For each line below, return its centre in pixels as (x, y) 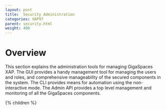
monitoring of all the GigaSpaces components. (53, 93)
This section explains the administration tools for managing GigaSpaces (79, 67)
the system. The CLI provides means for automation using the (69, 83)
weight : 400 (17, 28)
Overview (26, 53)
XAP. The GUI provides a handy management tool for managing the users (81, 72)
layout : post (19, 10)
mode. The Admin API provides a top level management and (90, 88)
